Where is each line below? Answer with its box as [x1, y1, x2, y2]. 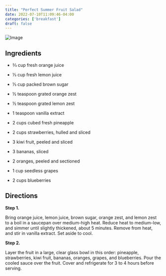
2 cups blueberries [12, 177, 51, 183]
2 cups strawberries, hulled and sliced [12, 129, 91, 135]
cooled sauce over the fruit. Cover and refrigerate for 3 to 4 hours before [5, 260, 155, 266]
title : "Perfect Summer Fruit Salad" [5, 7, 83, 12]
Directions [5, 192, 38, 200]
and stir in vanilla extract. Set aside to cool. [5, 230, 93, 236]
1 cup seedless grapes [12, 168, 58, 174]
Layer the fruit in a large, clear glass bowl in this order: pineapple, [5, 249, 139, 255]
